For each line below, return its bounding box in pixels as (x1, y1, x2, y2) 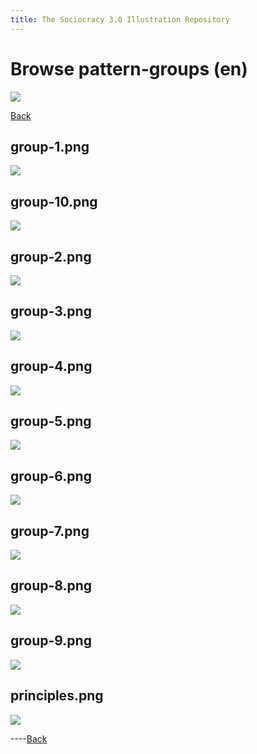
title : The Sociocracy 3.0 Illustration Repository (10, 14, 230, 25)
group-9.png (10, 632, 92, 650)
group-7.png (10, 522, 90, 540)
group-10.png (10, 193, 98, 210)
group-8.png (10, 577, 93, 595)
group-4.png (10, 358, 93, 375)
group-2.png (10, 248, 92, 265)
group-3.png (10, 303, 92, 320)
